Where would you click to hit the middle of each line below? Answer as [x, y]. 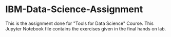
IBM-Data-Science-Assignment [74, 9]
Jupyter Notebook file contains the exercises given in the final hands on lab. [86, 28]
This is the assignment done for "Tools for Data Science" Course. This [80, 23]
